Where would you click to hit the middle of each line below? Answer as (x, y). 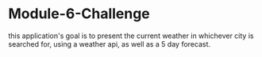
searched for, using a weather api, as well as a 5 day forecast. (110, 44)
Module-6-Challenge (79, 14)
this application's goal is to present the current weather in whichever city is (131, 36)
